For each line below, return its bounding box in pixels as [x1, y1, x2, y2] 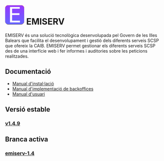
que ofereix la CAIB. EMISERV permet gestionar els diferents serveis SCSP [5, 42, 156, 49]
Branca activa [5, 135, 48, 144]
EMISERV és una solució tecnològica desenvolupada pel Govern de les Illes [5, 32, 158, 38]
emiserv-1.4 [5, 150, 35, 157]
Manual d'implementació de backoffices [12, 86, 94, 92]
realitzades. [5, 53, 29, 59]
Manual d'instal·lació [12, 80, 54, 86]
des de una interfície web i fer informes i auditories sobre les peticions [5, 48, 148, 54]
